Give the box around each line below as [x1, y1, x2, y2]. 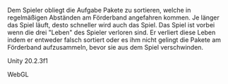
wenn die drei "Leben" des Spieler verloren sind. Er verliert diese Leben [7, 28, 216, 36]
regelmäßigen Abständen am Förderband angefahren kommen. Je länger [7, 13, 220, 22]
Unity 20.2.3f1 [7, 57, 48, 65]
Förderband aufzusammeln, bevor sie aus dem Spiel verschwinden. [7, 43, 203, 51]
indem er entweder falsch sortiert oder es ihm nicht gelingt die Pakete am [7, 36, 221, 44]
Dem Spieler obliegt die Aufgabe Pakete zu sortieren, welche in [7, 6, 191, 14]
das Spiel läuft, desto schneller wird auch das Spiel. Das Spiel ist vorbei [7, 21, 215, 29]
